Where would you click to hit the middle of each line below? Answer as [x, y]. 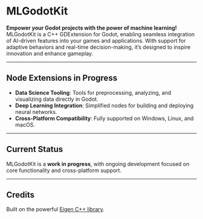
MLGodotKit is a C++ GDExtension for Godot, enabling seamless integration [101, 34]
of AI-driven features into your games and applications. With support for [96, 40]
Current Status [35, 149]
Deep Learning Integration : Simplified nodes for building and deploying [104, 105]
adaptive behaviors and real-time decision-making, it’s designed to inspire [98, 47]
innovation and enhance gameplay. [50, 53]
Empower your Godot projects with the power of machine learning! [92, 28]
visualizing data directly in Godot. [56, 99]
